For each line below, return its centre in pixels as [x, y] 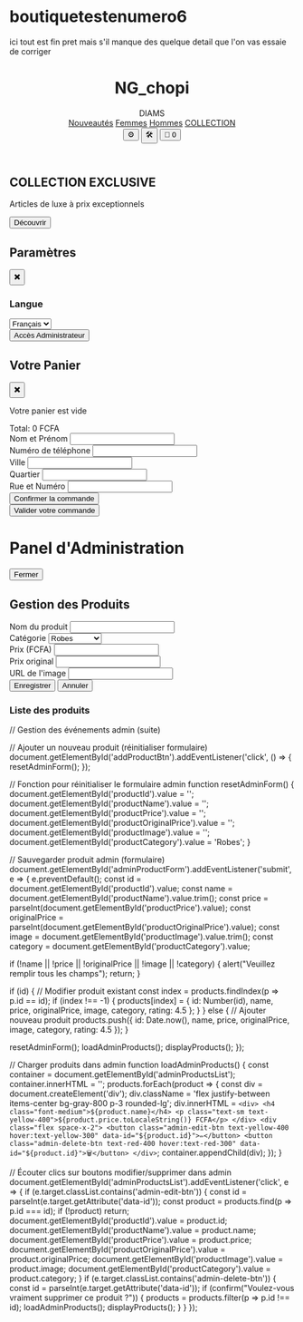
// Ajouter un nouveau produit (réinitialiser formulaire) [109, 748]
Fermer [26, 574]
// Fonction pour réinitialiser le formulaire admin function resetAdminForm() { [152, 784]
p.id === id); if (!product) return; [69, 1211]
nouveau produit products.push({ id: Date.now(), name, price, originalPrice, [150, 1020]
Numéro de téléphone [50, 451]
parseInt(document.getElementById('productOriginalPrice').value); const [145, 928]
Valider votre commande [55, 511]
